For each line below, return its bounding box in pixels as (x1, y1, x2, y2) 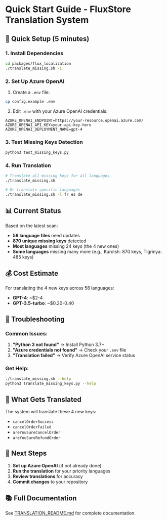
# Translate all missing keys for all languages (5, 173, 110, 179)
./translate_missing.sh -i (5, 66, 62, 71)
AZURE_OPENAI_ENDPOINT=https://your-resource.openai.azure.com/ (5, 118, 144, 123)
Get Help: (5, 365, 29, 372)
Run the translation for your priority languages (12, 468, 111, 474)
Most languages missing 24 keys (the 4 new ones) (12, 243, 119, 249)
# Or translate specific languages (5, 187, 80, 193)
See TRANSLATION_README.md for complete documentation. (5, 510, 136, 516)
